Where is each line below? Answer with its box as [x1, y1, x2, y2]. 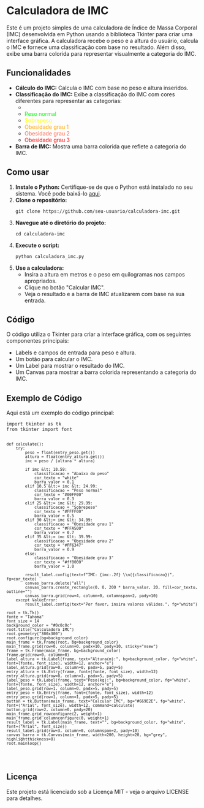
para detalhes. [6, 795, 43, 802]
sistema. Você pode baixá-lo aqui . [15, 189, 102, 197]
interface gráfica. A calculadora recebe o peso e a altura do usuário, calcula [6, 37, 198, 44]
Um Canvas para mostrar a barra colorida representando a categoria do [15, 368, 197, 376]
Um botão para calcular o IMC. [15, 356, 93, 363]
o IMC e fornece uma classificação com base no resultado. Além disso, [6, 44, 186, 51]
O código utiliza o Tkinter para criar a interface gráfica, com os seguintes [6, 330, 191, 338]
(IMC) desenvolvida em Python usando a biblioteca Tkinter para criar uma [6, 30, 193, 37]
